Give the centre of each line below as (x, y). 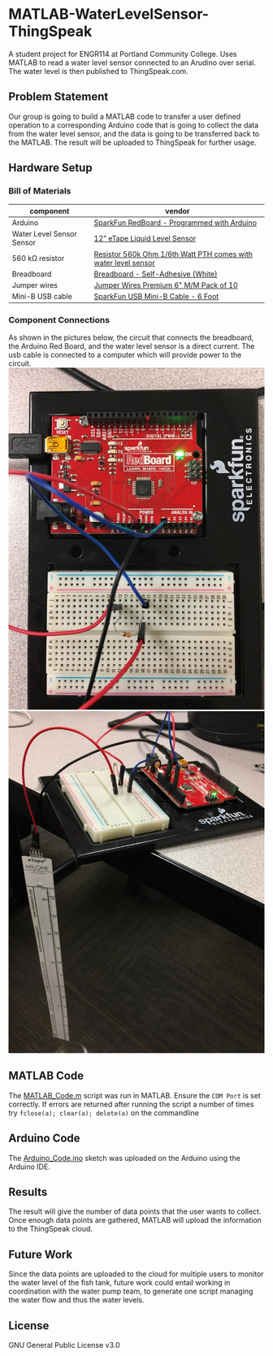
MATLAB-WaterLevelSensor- (109, 14)
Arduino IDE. (29, 1167)
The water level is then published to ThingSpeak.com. (98, 71)
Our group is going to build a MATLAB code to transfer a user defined (125, 116)
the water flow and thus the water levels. (76, 1300)
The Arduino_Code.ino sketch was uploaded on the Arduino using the (125, 1158)
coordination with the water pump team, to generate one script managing (131, 1291)
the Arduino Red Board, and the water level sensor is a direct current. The (132, 346)
